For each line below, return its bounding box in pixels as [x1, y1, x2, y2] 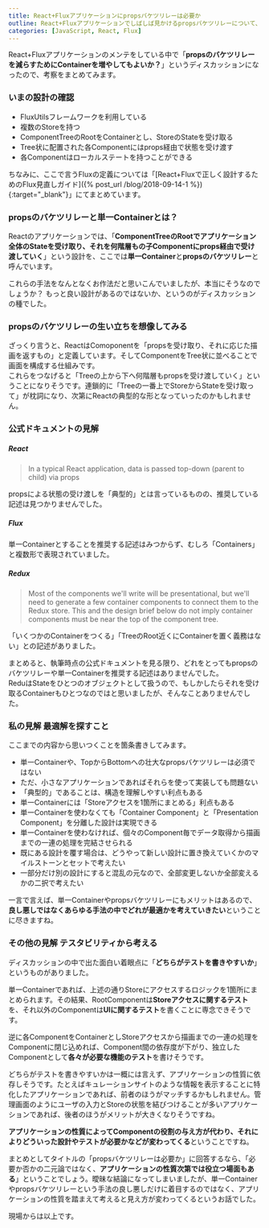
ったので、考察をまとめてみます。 [8, 70, 120, 80]
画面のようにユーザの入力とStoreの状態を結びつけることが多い [14, 1099, 223, 1109]
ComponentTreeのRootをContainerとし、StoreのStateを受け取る [19, 132, 234, 142]
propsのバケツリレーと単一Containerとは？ [8, 211, 178, 222]
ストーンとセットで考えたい [34, 858, 126, 868]
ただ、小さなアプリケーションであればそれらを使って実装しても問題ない [19, 778, 259, 788]
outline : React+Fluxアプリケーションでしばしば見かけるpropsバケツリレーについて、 [8, 19, 262, 27]
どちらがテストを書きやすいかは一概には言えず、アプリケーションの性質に [8, 1069, 255, 1079]
